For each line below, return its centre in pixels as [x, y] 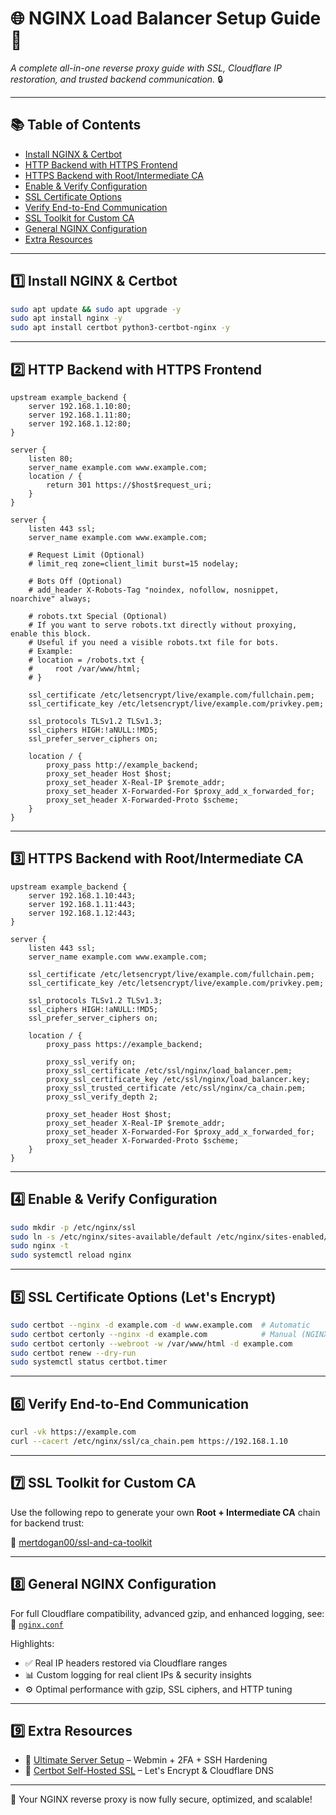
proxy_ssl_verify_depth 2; [102, 1097]
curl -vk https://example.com [73, 1432]
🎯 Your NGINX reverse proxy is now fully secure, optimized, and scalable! [161, 1799]
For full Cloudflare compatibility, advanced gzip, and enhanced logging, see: [167, 1613]
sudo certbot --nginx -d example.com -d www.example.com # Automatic [160, 1325]
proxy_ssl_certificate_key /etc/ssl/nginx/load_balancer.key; [178, 1079]
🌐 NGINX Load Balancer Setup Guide [166, 18]
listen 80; [51, 459]
